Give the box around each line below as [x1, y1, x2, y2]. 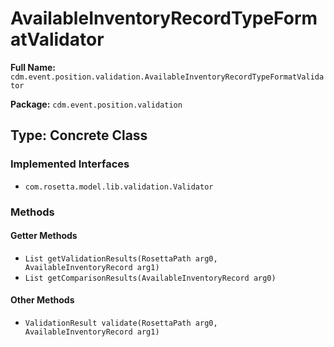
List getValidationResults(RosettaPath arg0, [24, 253, 218, 264]
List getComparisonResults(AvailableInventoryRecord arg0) [24, 273, 277, 283]
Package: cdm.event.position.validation [10, 98, 183, 110]
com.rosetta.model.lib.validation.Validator [24, 182, 214, 192]
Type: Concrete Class [10, 127, 148, 144]
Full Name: [10, 61, 56, 73]
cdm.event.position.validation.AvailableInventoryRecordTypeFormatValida [10, 72, 325, 82]
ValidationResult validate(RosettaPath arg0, [24, 318, 218, 328]
